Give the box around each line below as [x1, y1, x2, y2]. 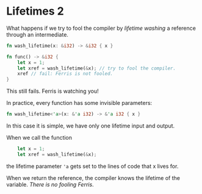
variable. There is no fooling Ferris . [6, 181, 94, 188]
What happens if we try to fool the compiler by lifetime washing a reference [6, 24, 197, 32]
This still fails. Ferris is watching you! [6, 87, 99, 95]
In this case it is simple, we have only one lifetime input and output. [6, 122, 175, 129]
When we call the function [6, 134, 72, 142]
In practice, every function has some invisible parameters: [6, 99, 153, 107]
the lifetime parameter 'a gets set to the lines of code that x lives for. [6, 162, 179, 170]
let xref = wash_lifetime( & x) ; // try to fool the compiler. [17, 65, 176, 71]
